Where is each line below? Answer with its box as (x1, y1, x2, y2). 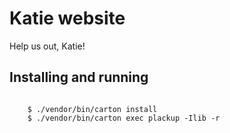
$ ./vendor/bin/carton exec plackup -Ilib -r (27, 113, 221, 123)
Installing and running (9, 69, 149, 86)
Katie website (9, 7, 126, 30)
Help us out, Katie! (9, 40, 86, 52)
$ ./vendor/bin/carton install (27, 104, 158, 114)
